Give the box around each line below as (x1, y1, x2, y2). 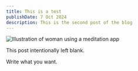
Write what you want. (6, 58, 58, 65)
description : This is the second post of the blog (6, 19, 133, 25)
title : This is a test (6, 8, 62, 15)
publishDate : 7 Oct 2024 (6, 14, 67, 20)
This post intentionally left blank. (6, 47, 85, 54)
